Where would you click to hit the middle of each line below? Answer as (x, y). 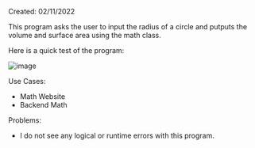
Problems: (25, 120)
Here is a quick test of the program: (66, 50)
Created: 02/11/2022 (42, 11)
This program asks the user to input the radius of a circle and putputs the (128, 27)
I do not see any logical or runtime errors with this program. (117, 135)
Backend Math (43, 105)
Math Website (42, 97)
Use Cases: (27, 81)
